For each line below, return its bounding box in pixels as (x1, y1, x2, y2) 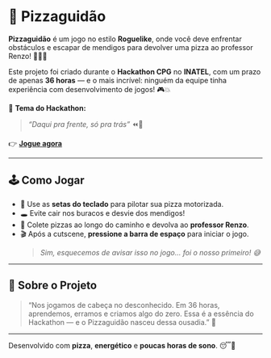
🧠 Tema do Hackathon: (8, 103, 86, 112)
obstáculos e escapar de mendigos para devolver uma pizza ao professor (8, 42, 253, 52)
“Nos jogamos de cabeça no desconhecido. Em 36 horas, (27, 300, 220, 310)
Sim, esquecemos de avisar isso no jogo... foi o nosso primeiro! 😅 (40, 247, 261, 257)
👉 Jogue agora (8, 138, 63, 148)
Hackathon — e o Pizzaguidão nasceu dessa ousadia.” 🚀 (27, 317, 216, 326)
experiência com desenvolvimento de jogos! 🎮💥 (8, 84, 171, 94)
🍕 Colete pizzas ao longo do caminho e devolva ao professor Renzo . (19, 220, 249, 230)
